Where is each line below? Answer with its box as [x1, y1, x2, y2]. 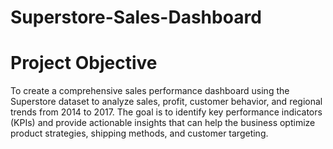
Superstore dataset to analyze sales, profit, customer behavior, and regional [10, 96, 323, 108]
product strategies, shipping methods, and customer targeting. [10, 127, 269, 140]
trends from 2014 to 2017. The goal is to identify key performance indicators [10, 106, 323, 118]
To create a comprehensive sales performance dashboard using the [10, 85, 290, 97]
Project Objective [10, 52, 158, 75]
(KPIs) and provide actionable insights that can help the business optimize [10, 117, 316, 129]
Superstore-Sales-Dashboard [10, 6, 262, 29]
